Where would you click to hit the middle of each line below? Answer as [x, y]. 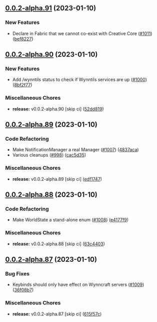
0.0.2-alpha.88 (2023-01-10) [51, 195]
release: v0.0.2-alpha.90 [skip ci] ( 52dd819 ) [58, 109]
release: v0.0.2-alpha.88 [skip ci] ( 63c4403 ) [58, 244]
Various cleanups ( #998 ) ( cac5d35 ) [49, 155]
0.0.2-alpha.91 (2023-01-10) [51, 8]
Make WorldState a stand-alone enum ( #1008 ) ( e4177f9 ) [70, 220]
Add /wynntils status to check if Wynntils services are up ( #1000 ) [80, 80]
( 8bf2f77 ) [22, 85]
